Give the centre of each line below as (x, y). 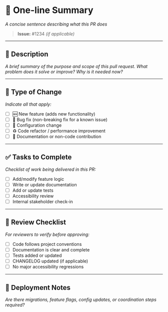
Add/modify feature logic (38, 179)
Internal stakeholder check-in (43, 201)
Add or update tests (33, 190)
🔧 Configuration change (37, 125)
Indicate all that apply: (28, 104)
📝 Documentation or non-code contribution (57, 136)
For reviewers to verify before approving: (47, 234)
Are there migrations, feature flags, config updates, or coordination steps (81, 299)
